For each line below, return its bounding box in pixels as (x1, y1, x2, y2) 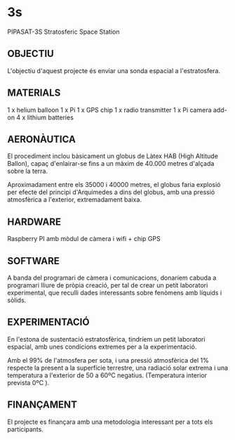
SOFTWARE (7, 254, 60, 267)
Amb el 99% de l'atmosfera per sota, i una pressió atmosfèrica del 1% (7, 356, 209, 364)
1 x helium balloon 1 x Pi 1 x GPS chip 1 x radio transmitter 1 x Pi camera (7, 105, 212, 114)
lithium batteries (27, 113, 74, 122)
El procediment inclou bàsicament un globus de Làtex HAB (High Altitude (7, 152, 219, 160)
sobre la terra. (7, 167, 48, 176)
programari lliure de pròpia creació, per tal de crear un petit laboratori (7, 281, 208, 289)
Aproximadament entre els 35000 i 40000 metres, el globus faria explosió (7, 181, 221, 189)
